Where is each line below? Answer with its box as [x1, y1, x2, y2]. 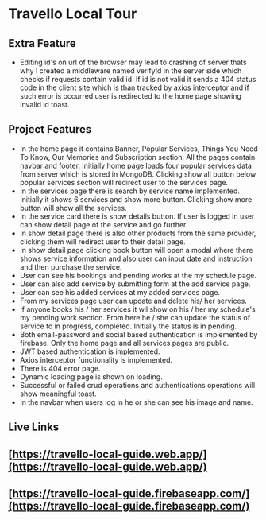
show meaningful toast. [19, 389, 97, 398]
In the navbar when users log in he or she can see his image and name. [19, 397, 253, 406]
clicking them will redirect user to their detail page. [19, 236, 186, 246]
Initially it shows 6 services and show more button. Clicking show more [19, 194, 253, 204]
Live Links [8, 421, 60, 434]
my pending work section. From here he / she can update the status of [19, 312, 251, 322]
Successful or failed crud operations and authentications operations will [19, 380, 256, 390]
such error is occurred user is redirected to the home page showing [19, 91, 242, 100]
